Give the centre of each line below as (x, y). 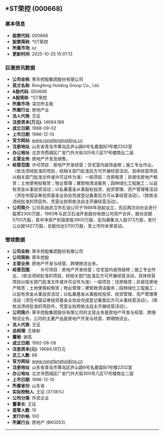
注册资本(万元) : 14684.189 (38, 122)
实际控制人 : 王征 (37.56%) (38, 392)
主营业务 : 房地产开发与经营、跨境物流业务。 (56, 263)
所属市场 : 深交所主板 (33, 104)
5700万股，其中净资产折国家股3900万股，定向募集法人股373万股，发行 (84, 219)
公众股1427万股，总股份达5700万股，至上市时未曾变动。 (69, 226)
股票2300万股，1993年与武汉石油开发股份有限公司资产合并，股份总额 (82, 214)
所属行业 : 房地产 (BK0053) (39, 422)
